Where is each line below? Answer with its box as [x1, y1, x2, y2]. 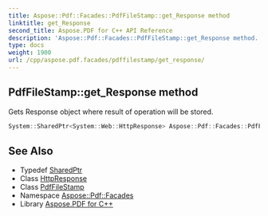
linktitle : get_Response [8, 19, 91, 27]
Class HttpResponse [19, 174, 88, 183]
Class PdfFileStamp [19, 183, 85, 192]
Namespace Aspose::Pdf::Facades [19, 190, 134, 200]
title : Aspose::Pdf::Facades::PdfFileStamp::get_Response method [8, 11, 230, 20]
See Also [8, 144, 53, 158]
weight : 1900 [8, 49, 52, 57]
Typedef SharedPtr [19, 165, 83, 175]
